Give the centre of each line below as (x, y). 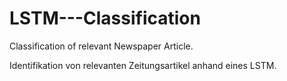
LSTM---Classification (105, 18)
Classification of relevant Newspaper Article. (101, 46)
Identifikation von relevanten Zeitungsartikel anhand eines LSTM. (143, 65)
